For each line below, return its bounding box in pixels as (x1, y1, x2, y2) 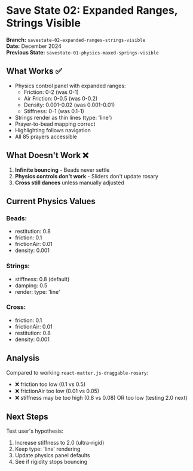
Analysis (6, 353, 40, 363)
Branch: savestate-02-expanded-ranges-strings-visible (6, 36, 146, 43)
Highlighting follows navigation (14, 126, 91, 133)
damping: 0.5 (14, 282, 48, 289)
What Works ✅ (6, 66, 62, 77)
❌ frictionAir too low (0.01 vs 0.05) (14, 387, 100, 394)
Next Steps (6, 412, 48, 422)
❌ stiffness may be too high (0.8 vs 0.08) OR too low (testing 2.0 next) (14, 394, 188, 401)
